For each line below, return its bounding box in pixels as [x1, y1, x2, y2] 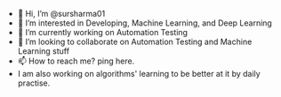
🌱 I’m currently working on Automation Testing [17, 27, 189, 37]
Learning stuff [17, 46, 69, 56]
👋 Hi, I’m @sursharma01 [17, 9, 106, 19]
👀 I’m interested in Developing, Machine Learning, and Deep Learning [17, 18, 273, 28]
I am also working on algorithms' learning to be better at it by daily [17, 69, 261, 78]
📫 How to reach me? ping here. [17, 56, 135, 66]
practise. [17, 78, 51, 88]
